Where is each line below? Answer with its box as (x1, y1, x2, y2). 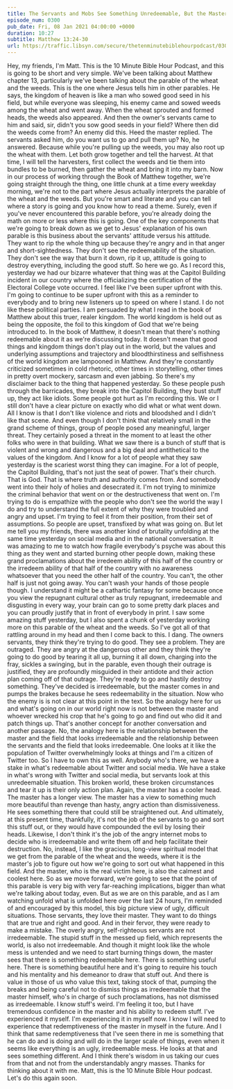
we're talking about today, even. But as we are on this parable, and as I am (7, 889, 220, 897)
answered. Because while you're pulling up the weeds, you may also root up (7, 143, 225, 151)
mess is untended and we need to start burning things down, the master (7, 949, 214, 956)
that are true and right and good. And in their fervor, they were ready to (7, 919, 210, 927)
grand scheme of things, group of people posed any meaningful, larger (7, 423, 210, 432)
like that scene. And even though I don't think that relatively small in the (7, 417, 212, 424)
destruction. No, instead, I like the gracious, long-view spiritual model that (7, 845, 218, 853)
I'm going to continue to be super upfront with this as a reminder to (7, 291, 199, 299)
